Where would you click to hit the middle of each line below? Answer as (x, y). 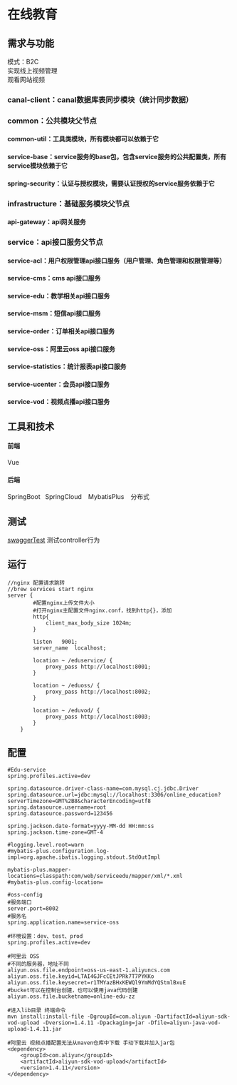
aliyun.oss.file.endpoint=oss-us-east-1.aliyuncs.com (89, 970)
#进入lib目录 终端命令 (37, 1010)
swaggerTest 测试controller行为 (54, 540)
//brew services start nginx (51, 589)
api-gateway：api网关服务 (47, 222)
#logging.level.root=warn (46, 844)
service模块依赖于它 (37, 166)
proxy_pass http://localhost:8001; (98, 667)
